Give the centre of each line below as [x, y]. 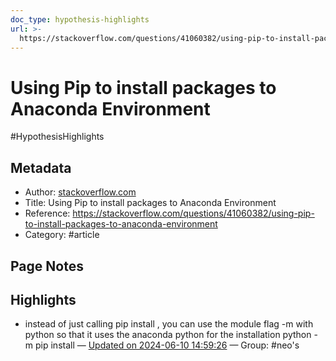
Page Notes [47, 266]
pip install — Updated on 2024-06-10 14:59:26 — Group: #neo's [167, 345]
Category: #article [62, 235]
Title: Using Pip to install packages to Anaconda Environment [150, 203]
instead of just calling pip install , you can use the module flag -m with [169, 324]
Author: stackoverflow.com [80, 192]
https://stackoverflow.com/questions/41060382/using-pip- [193, 213]
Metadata [41, 167]
